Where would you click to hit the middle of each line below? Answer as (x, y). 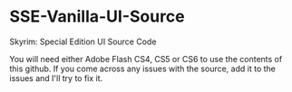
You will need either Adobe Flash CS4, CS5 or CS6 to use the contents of (146, 59)
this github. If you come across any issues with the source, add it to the (143, 69)
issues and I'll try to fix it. (56, 78)
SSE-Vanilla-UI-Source (97, 17)
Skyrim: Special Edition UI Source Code (83, 41)
